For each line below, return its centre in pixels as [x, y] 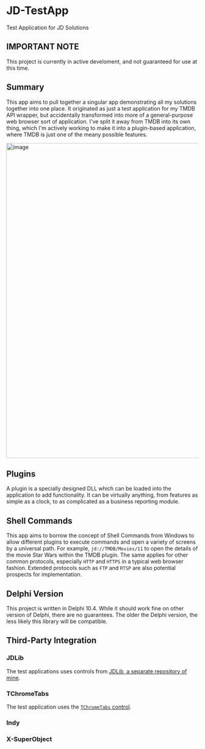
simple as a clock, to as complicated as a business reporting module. [93, 502]
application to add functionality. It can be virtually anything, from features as [102, 495]
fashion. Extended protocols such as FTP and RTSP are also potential [91, 568]
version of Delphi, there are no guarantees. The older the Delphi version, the [102, 615]
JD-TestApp [38, 11]
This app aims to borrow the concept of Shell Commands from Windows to [100, 536]
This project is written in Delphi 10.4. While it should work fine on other [95, 608]
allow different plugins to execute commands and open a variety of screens [101, 542]
